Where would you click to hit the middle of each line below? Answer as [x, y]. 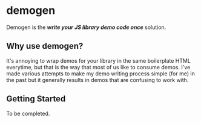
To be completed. [28, 113]
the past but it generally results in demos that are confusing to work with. [97, 80]
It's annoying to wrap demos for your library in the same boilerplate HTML [98, 60]
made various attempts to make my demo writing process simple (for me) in [100, 74]
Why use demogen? [45, 46]
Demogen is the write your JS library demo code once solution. [86, 27]
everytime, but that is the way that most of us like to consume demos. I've [98, 67]
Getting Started [36, 99]
